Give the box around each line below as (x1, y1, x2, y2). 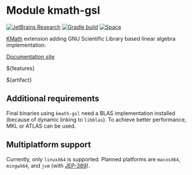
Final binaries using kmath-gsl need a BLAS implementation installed (6, 109, 176, 117)
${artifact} (6, 76, 32, 83)
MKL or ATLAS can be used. (6, 122, 76, 129)
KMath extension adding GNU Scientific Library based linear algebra (6, 35, 176, 42)
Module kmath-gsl (6, 4, 101, 17)
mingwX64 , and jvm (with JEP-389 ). (6, 162, 90, 169)
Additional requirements (6, 93, 99, 104)
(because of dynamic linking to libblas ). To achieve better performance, (6, 116, 187, 123)
